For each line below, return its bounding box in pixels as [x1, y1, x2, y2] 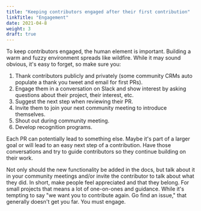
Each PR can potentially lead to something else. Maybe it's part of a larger [6, 135, 190, 142]
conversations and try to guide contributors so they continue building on [6, 148, 186, 156]
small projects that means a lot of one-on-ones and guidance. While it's [6, 185, 185, 193]
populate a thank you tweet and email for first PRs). [14, 79, 143, 86]
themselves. [14, 111, 46, 118]
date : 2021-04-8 [6, 20, 47, 26]
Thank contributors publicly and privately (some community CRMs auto [14, 72, 193, 80]
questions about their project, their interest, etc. [14, 92, 134, 99]
